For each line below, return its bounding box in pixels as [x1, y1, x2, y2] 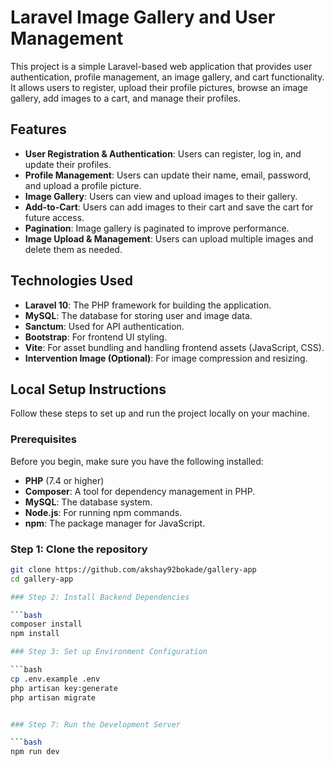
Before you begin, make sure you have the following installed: [10, 455, 264, 467]
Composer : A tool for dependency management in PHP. [24, 485, 256, 497]
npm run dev [10, 747, 60, 757]
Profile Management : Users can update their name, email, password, [24, 169, 312, 181]
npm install [10, 629, 60, 639]
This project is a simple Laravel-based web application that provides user [10, 60, 313, 72]
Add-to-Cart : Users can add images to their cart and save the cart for [24, 201, 314, 213]
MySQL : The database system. [24, 496, 153, 508]
